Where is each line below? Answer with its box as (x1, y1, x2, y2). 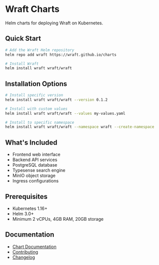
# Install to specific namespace (5, 120, 75, 125)
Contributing (12, 249, 38, 255)
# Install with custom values (5, 106, 68, 111)
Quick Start (5, 34, 41, 43)
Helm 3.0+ (12, 210, 34, 217)
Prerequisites (5, 192, 48, 201)
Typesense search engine (12, 168, 66, 174)
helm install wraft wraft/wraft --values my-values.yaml (5, 111, 126, 116)
